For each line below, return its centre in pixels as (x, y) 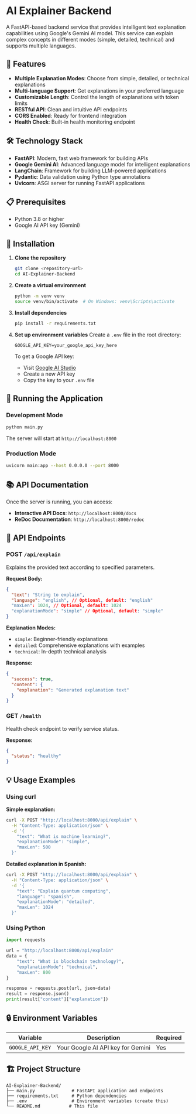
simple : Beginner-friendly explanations (61, 639)
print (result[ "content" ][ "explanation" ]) (57, 999)
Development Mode (35, 415)
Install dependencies (41, 312)
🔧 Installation (30, 243)
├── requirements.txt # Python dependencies (66, 1096)
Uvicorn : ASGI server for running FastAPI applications (80, 183)
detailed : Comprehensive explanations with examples (80, 645)
